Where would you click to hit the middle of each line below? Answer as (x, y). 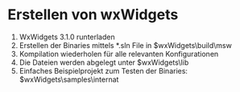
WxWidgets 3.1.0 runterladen (67, 37)
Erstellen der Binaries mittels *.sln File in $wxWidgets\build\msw (126, 45)
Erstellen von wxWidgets (93, 15)
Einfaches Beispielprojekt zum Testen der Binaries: (103, 70)
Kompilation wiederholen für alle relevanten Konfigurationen (119, 54)
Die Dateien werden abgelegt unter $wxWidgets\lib (104, 62)
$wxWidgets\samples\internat (69, 79)
